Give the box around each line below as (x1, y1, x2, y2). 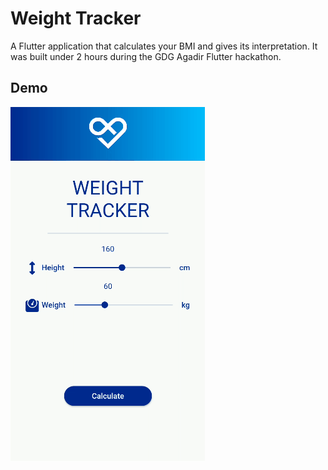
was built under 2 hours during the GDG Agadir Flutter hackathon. (10, 50, 282, 62)
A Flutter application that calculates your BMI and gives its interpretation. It (10, 40, 318, 52)
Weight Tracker (10, 7, 142, 30)
